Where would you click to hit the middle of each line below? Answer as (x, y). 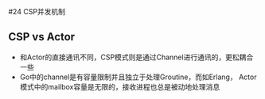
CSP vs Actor (42, 37)
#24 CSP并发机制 (37, 11)
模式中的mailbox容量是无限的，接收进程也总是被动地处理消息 (120, 86)
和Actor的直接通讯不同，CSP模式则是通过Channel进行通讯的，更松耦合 (136, 57)
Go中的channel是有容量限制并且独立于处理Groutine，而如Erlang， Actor (138, 77)
